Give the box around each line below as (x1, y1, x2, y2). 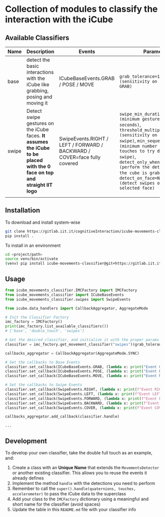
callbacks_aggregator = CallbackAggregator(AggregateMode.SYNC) (5, 351, 139, 356)
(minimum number (119, 143, 158, 149)
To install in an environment (5, 242, 61, 248)
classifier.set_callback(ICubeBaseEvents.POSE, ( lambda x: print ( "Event (5, 369, 157, 374)
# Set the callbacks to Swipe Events (5, 382, 82, 387)
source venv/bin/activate (5, 256, 58, 262)
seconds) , (119, 121, 141, 128)
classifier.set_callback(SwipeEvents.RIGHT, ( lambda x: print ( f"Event (5, 387, 153, 392)
